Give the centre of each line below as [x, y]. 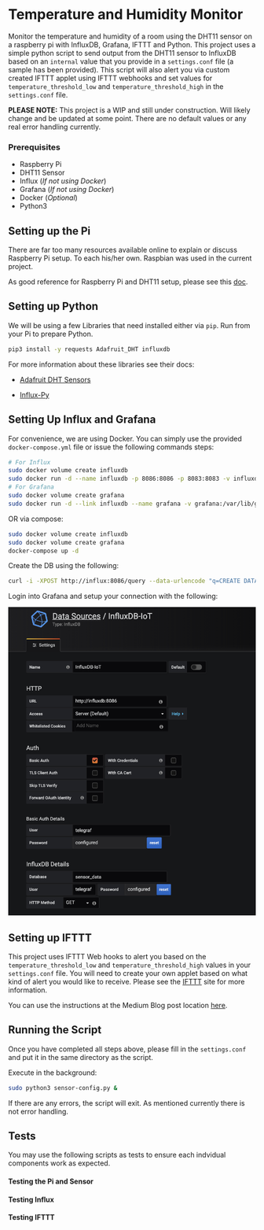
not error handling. [38, 1111]
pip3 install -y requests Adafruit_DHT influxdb [89, 349]
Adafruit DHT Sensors [55, 379]
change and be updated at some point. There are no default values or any [127, 118]
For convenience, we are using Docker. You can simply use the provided [125, 438]
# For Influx [29, 462]
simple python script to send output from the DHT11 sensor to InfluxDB [122, 53]
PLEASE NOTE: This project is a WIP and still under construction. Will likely [129, 110]
